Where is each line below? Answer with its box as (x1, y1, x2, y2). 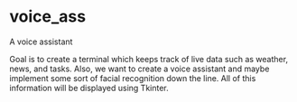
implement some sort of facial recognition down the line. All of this (9, 72, 256, 83)
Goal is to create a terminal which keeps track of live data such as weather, (9, 53, 289, 64)
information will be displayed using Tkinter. (9, 82, 169, 93)
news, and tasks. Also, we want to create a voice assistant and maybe (9, 63, 270, 74)
